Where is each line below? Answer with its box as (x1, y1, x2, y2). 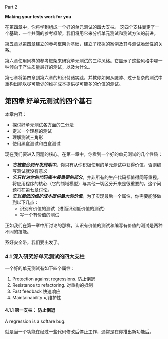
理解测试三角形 (12, 134, 43, 140)
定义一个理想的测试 (12, 128, 52, 134)
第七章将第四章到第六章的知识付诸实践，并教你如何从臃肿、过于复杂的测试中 (5, 75, 163, 80)
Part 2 (5, 4, 18, 10)
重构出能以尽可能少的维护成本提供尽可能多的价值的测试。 (5, 81, 123, 87)
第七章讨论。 (25, 187, 52, 193)
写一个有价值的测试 (19, 212, 60, 218)
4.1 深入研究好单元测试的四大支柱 (5, 253, 85, 260)
